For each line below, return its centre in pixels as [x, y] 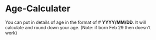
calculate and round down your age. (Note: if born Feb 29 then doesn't [78, 27]
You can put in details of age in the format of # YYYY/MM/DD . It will [76, 22]
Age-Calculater [38, 9]
